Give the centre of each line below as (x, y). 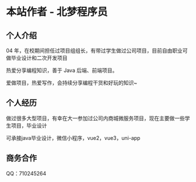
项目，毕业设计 (29, 125)
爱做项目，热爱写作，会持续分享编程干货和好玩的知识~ (72, 83)
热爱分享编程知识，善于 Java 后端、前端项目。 (62, 70)
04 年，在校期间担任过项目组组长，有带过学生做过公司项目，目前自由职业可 (97, 51)
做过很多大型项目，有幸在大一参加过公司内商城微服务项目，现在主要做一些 (95, 118)
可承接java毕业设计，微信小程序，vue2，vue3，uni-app (73, 138)
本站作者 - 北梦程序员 (57, 12)
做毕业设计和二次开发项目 (37, 58)
